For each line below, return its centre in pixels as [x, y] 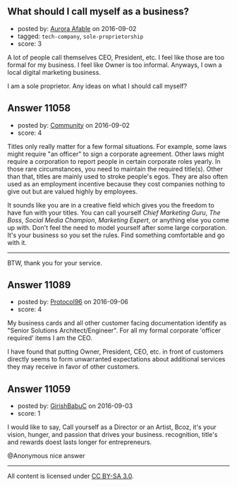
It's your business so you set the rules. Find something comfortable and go [116, 235]
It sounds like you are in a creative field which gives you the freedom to [111, 205]
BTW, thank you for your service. [55, 263]
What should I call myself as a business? [98, 12]
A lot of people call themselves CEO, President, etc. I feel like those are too [116, 57]
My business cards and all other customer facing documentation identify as [117, 323]
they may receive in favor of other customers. [73, 367]
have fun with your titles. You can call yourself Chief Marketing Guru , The [114, 212]
